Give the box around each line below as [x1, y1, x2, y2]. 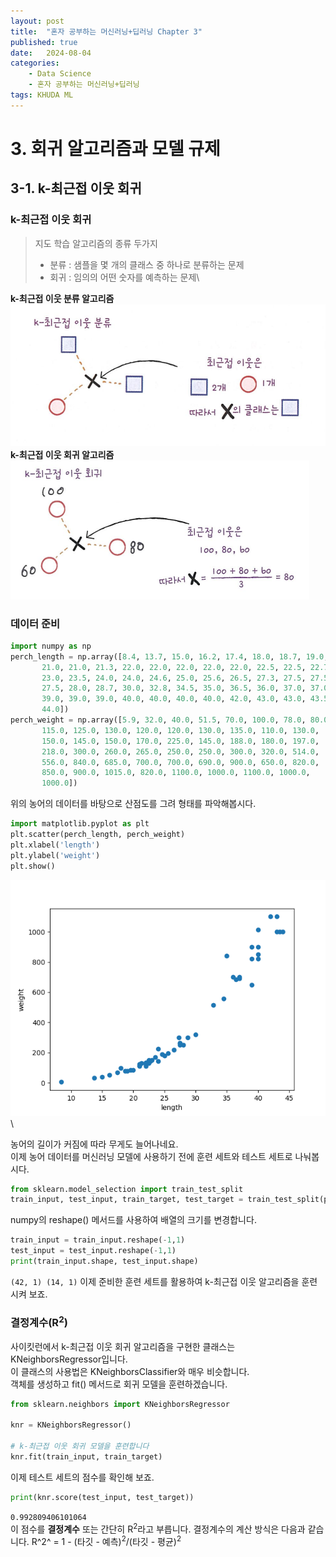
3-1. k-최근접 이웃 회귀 [10, 180, 142, 197]
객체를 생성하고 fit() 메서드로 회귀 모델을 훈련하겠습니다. [10, 1378, 228, 1390]
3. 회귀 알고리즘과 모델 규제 [10, 137, 221, 160]
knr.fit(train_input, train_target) [10, 1452, 163, 1462]
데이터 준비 [10, 616, 61, 630]
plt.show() [10, 861, 56, 871]
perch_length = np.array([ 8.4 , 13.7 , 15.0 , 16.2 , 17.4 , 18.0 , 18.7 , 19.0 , [10, 651, 329, 662]
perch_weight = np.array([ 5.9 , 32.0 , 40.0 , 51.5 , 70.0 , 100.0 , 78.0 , [10, 715, 307, 725]
